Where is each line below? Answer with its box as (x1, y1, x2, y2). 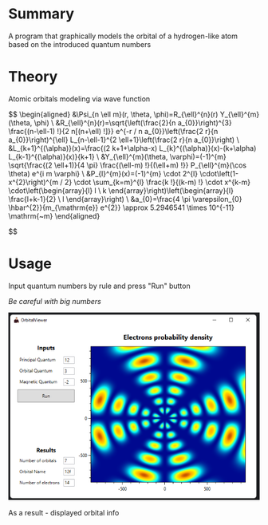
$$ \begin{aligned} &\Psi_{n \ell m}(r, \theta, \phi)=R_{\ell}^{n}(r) (8, 109, 219, 119)
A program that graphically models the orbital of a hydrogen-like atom (8, 31, 238, 41)
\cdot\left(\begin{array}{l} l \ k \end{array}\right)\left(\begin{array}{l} (8, 185, 234, 195)
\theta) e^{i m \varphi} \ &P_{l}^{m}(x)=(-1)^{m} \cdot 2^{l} (8, 168, 198, 178)
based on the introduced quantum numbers (8, 39, 152, 49)
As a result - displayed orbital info (8, 508, 120, 518)
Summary (8, 5, 74, 23)
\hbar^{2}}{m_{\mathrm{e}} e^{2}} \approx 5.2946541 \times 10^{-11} (8, 203, 235, 212)
